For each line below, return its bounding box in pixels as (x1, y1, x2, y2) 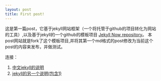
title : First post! (5, 12, 45, 16)
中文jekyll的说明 (12, 64, 44, 70)
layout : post (5, 7, 32, 12)
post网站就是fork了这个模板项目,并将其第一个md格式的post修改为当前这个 (5, 37, 154, 44)
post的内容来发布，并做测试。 (5, 44, 65, 49)
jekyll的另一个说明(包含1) (12, 70, 62, 76)
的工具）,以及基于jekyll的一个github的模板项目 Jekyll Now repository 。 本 (5, 32, 152, 37)
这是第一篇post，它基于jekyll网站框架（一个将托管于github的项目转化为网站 (5, 25, 157, 32)
